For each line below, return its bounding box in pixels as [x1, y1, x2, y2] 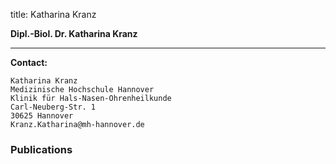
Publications [10, 142, 73, 156]
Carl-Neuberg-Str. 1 [10, 102, 97, 112]
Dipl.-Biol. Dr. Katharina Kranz [10, 28, 138, 39]
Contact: [10, 57, 48, 68]
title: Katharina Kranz [10, 9, 97, 20]
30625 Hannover [10, 111, 74, 121]
